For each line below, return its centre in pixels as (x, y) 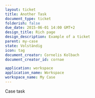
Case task (15, 91)
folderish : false (23, 23)
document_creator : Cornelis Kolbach (42, 55)
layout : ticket (20, 10)
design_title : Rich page (30, 32)
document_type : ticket (28, 19)
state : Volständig (24, 46)
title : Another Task (26, 14)
